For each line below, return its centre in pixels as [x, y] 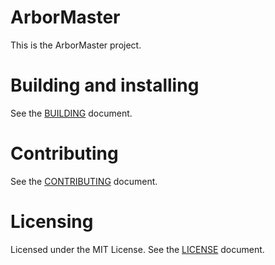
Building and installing [105, 85]
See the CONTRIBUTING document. [84, 181]
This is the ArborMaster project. [76, 45]
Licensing [52, 222]
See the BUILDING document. [71, 113]
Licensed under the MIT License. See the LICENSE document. [137, 249]
